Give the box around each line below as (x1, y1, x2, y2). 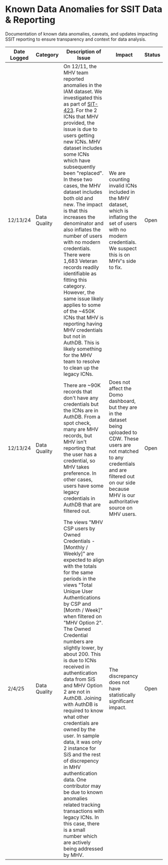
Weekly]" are (63, 550, 94, 557)
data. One (63, 776, 86, 783)
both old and (63, 194, 93, 201)
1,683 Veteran (63, 257, 98, 264)
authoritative (109, 498, 139, 505)
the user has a (63, 451, 97, 458)
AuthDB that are (63, 501, 101, 508)
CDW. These (109, 435, 139, 442)
